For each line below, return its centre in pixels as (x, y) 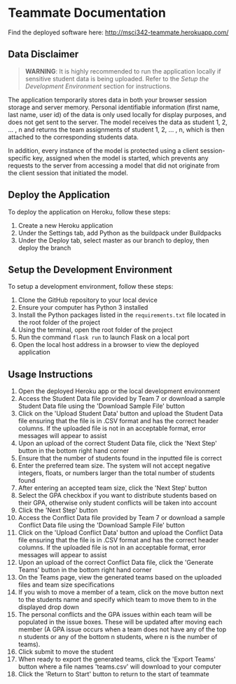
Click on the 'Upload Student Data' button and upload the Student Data (120, 413)
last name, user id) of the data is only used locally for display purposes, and (117, 114)
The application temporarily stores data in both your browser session (107, 100)
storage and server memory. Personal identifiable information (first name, (114, 107)
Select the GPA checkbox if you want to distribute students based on (117, 495)
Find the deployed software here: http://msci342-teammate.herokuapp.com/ (118, 32)
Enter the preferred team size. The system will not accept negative (114, 466)
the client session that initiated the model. (68, 172)
